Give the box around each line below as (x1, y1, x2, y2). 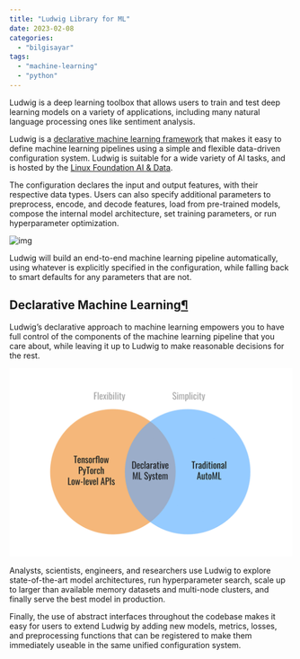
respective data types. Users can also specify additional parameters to (9, 189, 271, 199)
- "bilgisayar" (17, 43, 75, 52)
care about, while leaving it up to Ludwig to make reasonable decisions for (9, 340, 285, 351)
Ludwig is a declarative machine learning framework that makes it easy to (9, 133, 282, 144)
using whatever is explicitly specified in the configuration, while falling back (9, 261, 289, 273)
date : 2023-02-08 (9, 23, 75, 33)
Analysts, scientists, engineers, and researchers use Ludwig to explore (9, 566, 271, 576)
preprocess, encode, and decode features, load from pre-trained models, (9, 198, 281, 209)
